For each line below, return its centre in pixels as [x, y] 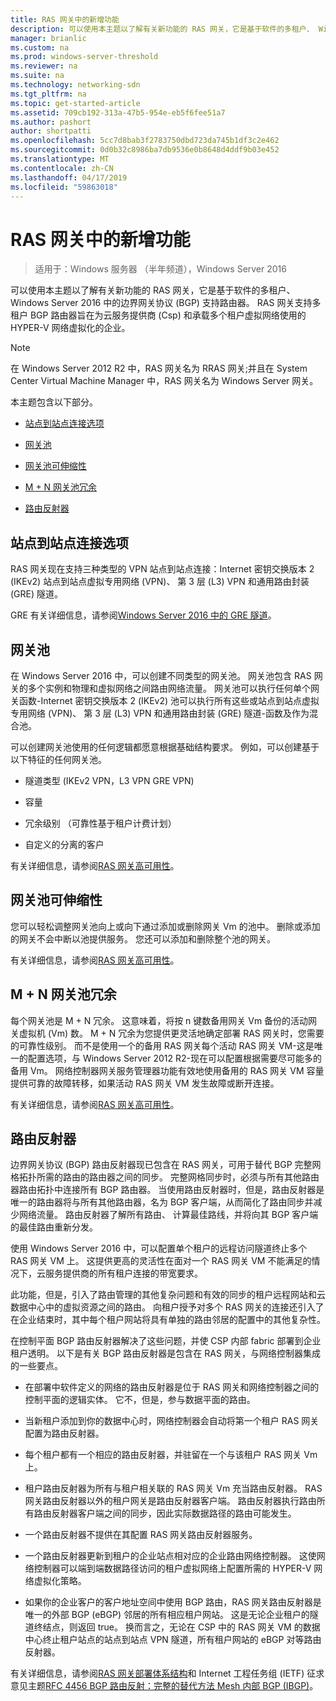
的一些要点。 [36, 1366]
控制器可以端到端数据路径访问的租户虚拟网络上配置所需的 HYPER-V [172, 1568]
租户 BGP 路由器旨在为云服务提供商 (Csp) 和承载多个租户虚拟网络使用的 [158, 315]
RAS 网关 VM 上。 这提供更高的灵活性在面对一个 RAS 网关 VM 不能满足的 [161, 1261]
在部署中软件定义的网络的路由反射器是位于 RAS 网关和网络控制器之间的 [172, 1387]
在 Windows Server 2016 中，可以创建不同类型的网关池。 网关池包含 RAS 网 [166, 675]
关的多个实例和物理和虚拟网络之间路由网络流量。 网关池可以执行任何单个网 [165, 688]
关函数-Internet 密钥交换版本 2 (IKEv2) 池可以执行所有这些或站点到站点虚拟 [165, 700]
